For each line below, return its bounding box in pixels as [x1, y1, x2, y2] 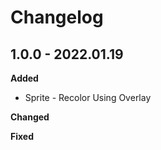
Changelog [10, 6, 104, 29]
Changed [10, 111, 50, 123]
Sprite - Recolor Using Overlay [24, 92, 152, 103]
